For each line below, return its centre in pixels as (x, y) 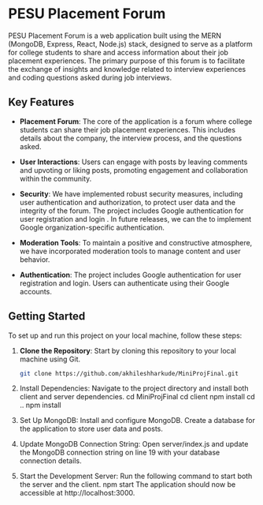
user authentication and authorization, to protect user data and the (128, 202)
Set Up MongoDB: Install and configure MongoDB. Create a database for (137, 421)
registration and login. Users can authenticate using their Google (124, 283)
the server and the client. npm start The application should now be (128, 484)
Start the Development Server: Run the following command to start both (136, 476)
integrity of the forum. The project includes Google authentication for (131, 211)
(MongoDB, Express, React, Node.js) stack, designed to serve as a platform (131, 43)
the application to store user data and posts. (91, 429)
